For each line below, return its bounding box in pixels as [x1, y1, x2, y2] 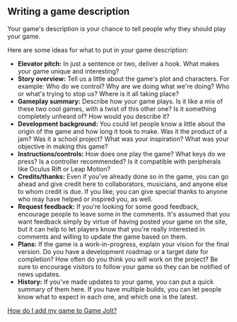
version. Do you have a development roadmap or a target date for [17, 247, 209, 255]
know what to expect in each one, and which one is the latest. [17, 292, 198, 301]
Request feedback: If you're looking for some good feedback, [17, 202, 200, 211]
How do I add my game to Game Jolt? [7, 306, 117, 314]
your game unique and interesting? [17, 67, 120, 75]
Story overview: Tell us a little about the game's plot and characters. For [17, 74, 230, 83]
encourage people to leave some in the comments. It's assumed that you [17, 209, 231, 218]
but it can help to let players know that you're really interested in [17, 224, 205, 233]
